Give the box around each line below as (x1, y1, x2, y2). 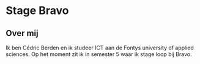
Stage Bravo (6, 4, 69, 18)
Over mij (6, 28, 39, 38)
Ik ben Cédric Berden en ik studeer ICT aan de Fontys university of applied (6, 44, 194, 51)
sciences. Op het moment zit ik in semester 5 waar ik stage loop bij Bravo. (6, 51, 192, 58)
